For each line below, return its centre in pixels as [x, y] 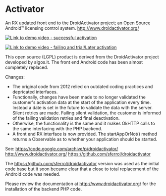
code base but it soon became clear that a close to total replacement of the [82, 169]
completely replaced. [27, 67]
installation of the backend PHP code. [44, 189]
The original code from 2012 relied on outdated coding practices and [83, 86]
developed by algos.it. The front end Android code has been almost [74, 62]
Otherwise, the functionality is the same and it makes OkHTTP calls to [83, 123]
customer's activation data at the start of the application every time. [82, 102]
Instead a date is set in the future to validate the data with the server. [82, 107]
